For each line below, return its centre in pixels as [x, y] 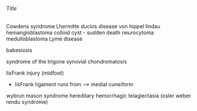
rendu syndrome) [27, 102]
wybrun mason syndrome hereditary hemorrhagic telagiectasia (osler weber [99, 96]
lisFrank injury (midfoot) [35, 73]
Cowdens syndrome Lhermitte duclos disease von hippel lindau [83, 26]
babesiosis [19, 51]
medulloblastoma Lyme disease [44, 39]
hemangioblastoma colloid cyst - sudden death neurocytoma [80, 33]
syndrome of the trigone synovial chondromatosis [67, 62]
